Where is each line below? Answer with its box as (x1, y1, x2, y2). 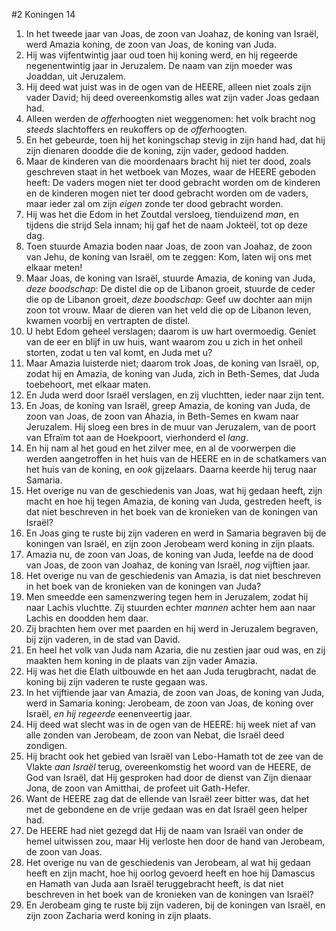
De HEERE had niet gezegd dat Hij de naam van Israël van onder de (25, 825, 304, 836)
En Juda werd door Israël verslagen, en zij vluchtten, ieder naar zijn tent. (25, 389, 325, 401)
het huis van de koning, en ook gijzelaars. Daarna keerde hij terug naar (25, 464, 318, 475)
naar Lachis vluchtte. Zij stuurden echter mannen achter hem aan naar (25, 602, 316, 613)
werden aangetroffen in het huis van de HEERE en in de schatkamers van (25, 453, 327, 464)
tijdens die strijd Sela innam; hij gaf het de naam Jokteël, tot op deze (25, 219, 308, 231)
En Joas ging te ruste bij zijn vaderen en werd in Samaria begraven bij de (25, 527, 327, 539)
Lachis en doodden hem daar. (25, 612, 149, 624)
